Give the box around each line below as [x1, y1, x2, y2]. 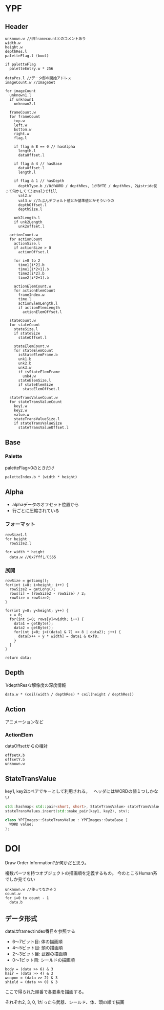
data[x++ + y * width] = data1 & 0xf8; [18, 634, 99, 639]
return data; [5, 655, 32, 660]
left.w [14, 123, 27, 128]
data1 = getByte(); [14, 621, 54, 626]
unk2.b [18, 361, 32, 366]
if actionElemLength [18, 305, 60, 310]
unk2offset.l [18, 224, 45, 229]
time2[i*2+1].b [18, 275, 49, 280]
